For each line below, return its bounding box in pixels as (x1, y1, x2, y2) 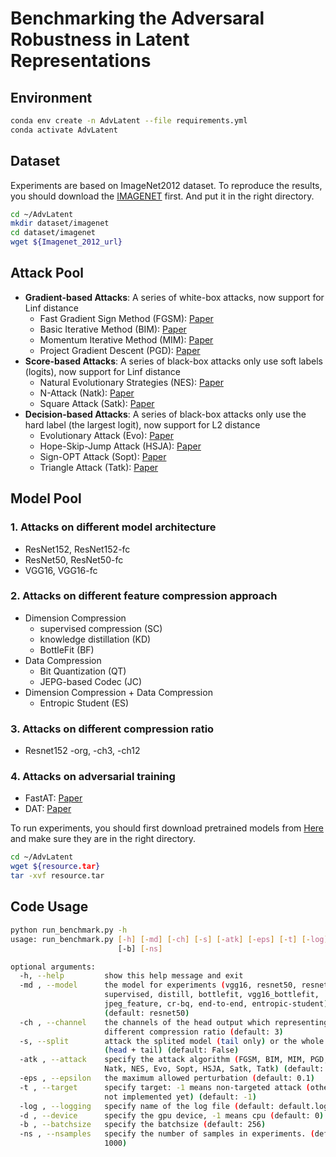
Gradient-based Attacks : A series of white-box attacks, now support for (24, 291, 325, 303)
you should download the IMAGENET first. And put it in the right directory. (10, 190, 315, 202)
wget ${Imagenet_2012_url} (10, 237, 123, 247)
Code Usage (10, 898, 89, 916)
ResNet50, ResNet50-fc (24, 553, 124, 566)
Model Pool (10, 490, 82, 507)
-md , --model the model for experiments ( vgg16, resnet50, (19, 980, 298, 991)
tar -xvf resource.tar (10, 871, 105, 881)
